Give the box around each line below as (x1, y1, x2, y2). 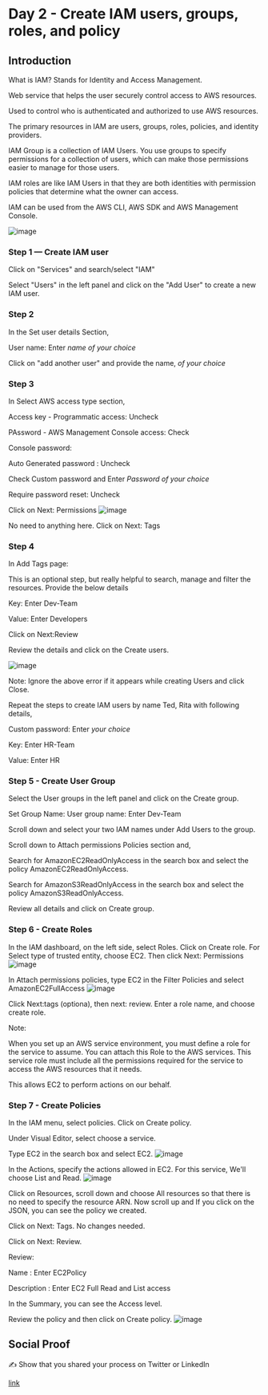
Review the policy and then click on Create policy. (8, 1315, 173, 1324)
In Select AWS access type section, (8, 396, 126, 406)
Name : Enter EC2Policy (8, 1268, 87, 1278)
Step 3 (8, 378, 34, 389)
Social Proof (8, 1337, 70, 1352)
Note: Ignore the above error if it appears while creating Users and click (8, 676, 245, 686)
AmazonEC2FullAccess (8, 983, 86, 993)
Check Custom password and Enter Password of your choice (8, 474, 210, 484)
